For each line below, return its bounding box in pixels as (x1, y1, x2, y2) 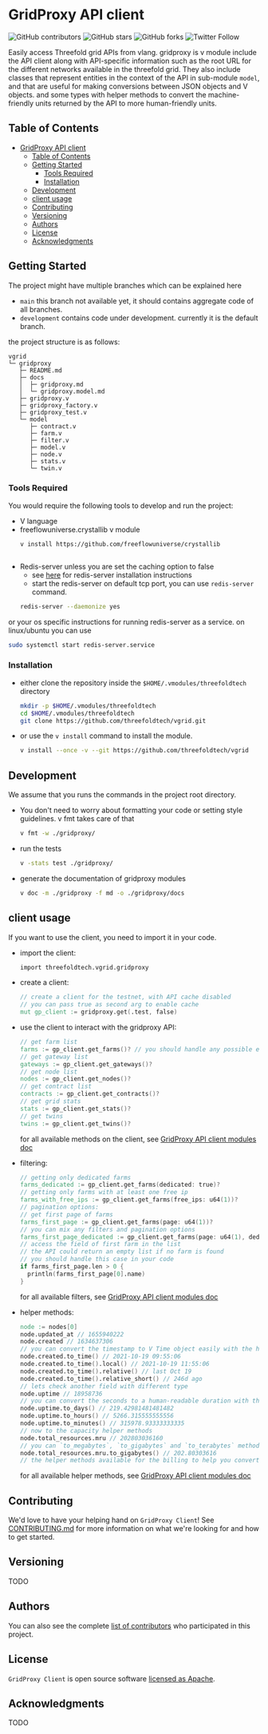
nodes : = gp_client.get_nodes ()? (19, 1075, 132, 1083)
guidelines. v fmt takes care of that (19, 814, 135, 823)
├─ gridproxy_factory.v (18, 401, 98, 409)
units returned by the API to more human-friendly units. (35, 98, 217, 108)
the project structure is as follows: (8, 337, 120, 347)
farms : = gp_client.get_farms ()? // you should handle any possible (19, 1045, 253, 1053)
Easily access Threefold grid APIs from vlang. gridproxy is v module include (8, 47, 257, 57)
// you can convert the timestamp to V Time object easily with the (19, 1345, 253, 1353)
